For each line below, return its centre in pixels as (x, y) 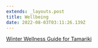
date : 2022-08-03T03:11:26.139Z (46, 22)
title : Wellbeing (27, 17)
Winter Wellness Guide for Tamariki (49, 39)
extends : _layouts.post (35, 11)
